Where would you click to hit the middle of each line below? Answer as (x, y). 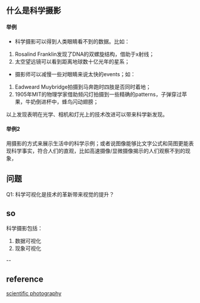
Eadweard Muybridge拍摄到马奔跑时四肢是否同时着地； (83, 87)
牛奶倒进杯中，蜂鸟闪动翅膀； (62, 101)
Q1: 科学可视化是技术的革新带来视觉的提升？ (60, 194)
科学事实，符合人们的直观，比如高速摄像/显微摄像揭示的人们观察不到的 (98, 151)
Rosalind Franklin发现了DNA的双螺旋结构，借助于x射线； (85, 54)
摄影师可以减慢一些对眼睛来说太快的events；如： (75, 74)
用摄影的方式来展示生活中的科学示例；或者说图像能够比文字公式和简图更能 (97, 143)
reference (25, 279)
